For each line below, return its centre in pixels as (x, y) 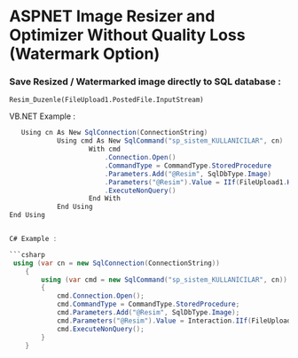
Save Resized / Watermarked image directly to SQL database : (145, 82)
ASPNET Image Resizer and (112, 16)
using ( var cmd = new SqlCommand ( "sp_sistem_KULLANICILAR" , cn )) (165, 280)
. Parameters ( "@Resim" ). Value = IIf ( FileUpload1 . (196, 182)
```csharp (27, 254)
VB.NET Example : (43, 116)
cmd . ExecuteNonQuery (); (100, 329)
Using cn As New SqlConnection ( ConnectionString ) (114, 133)
